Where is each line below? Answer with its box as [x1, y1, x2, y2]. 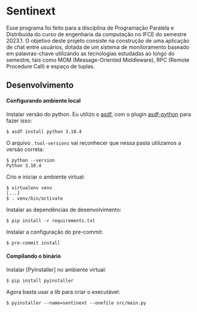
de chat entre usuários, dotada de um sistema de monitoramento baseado [6, 43, 190, 51]
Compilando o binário [6, 252, 61, 260]
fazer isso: [6, 116, 32, 124]
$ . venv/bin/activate [6, 195, 63, 202]
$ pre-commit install [6, 240, 61, 246]
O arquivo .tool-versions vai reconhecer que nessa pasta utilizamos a [6, 139, 181, 146]
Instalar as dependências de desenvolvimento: [6, 206, 122, 213]
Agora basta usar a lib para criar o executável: [6, 288, 120, 295]
